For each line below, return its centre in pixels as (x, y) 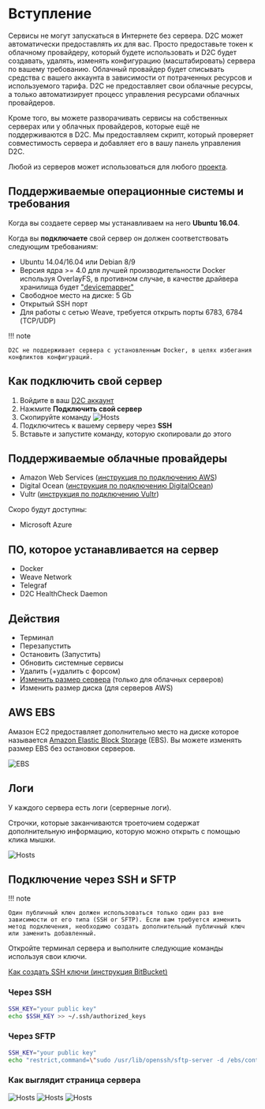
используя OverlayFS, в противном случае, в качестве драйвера (129, 278)
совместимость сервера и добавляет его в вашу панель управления (125, 143)
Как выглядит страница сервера (75, 1080)
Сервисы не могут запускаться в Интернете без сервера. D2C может (126, 35)
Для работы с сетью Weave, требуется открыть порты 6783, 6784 (131, 312)
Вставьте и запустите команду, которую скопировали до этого (125, 434)
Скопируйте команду (55, 417)
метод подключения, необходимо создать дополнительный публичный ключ (127, 927)
